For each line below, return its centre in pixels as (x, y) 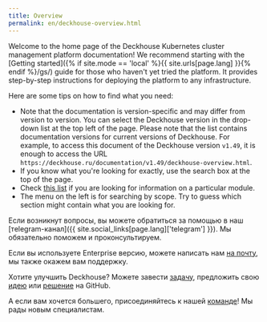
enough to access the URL (64, 154)
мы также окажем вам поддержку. (68, 261)
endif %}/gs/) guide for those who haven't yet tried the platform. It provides (133, 71)
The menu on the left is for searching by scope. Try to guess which (131, 196)
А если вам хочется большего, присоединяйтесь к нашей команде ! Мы (131, 300)
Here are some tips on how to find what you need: (91, 95)
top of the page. (47, 179)
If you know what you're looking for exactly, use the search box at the (135, 171)
